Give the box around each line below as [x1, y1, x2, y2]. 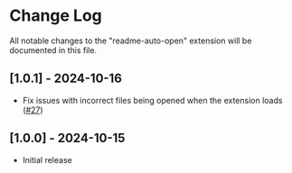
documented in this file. [9, 44, 98, 55]
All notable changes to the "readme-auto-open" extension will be [9, 35, 252, 46]
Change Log [9, 5, 102, 26]
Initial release [22, 154, 72, 165]
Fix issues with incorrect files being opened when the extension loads [22, 95, 283, 105]
